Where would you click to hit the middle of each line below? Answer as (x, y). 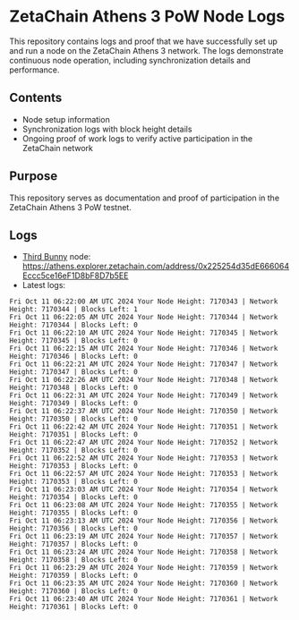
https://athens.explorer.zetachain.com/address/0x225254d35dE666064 (155, 267)
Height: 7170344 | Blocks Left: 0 (74, 325)
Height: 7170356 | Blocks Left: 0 (74, 529)
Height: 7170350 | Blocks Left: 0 (74, 419)
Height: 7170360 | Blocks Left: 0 (74, 591)
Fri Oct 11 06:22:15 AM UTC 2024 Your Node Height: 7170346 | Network (144, 349)
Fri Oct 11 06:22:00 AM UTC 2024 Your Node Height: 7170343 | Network (144, 302)
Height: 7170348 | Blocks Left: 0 (74, 388)
